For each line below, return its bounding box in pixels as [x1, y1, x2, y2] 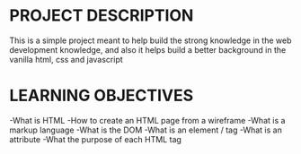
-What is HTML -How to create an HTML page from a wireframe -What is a [9, 115, 286, 125]
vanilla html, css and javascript [9, 54, 123, 64]
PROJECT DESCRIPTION [9, 5, 194, 26]
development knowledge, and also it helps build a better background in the [9, 44, 287, 55]
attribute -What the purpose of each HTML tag [9, 133, 182, 144]
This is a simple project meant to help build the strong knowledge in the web [9, 35, 292, 46]
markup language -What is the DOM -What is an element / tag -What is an [9, 124, 283, 135]
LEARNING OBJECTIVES [9, 86, 194, 106]
